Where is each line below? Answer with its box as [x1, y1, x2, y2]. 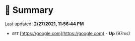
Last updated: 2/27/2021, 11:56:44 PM [4, 21, 84, 27]
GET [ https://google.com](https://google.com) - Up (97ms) [11, 30, 130, 36]
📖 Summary [4, 4, 54, 16]
